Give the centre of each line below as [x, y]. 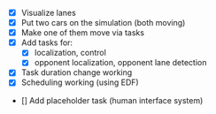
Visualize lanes [48, 13]
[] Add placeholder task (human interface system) [112, 100]
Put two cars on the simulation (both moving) [103, 23]
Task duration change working [77, 72]
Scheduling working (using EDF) [80, 82]
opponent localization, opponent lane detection [120, 63]
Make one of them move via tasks [83, 33]
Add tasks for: [46, 42]
